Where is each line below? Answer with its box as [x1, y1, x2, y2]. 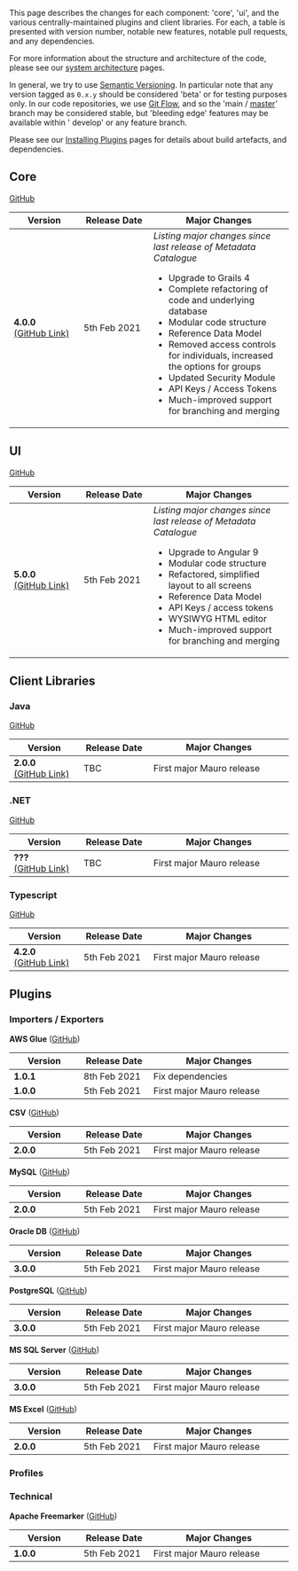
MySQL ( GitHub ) [9, 1166, 71, 1177]
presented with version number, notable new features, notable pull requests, [9, 27, 288, 36]
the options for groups [168, 360, 262, 372]
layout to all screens [168, 579, 252, 591]
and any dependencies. [9, 35, 96, 46]
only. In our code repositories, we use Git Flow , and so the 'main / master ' [9, 98, 278, 109]
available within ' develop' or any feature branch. [9, 117, 188, 128]
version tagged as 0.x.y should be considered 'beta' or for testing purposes [9, 89, 288, 99]
